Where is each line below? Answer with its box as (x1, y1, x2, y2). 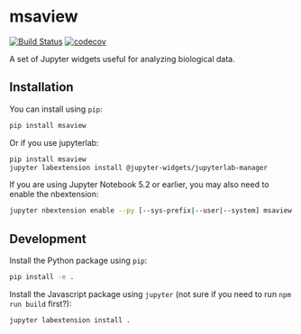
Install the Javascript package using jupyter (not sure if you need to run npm (9, 288, 291, 299)
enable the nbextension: (9, 189, 99, 200)
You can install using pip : (9, 104, 103, 114)
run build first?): (9, 298, 72, 309)
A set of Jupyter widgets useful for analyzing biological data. (9, 53, 236, 64)
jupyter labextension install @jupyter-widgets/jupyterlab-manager (9, 163, 269, 172)
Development (9, 231, 87, 247)
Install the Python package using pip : (9, 255, 148, 266)
